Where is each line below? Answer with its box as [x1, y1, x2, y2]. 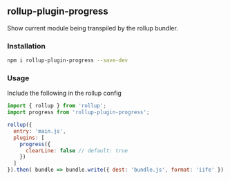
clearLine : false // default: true [25, 147, 128, 154]
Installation [7, 41, 46, 51]
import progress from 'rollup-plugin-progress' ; [7, 109, 150, 116]
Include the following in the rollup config [7, 89, 122, 98]
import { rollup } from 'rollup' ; [7, 102, 107, 109]
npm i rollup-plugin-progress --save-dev [7, 57, 128, 64]
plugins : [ [13, 134, 45, 141]
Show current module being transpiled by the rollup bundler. [7, 24, 178, 32]
